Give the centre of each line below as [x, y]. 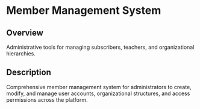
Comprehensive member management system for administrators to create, [99, 87]
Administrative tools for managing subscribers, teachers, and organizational [100, 47]
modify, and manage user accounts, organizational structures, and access [98, 93]
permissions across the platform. [47, 99]
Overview [25, 33]
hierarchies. [21, 54]
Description [29, 73]
